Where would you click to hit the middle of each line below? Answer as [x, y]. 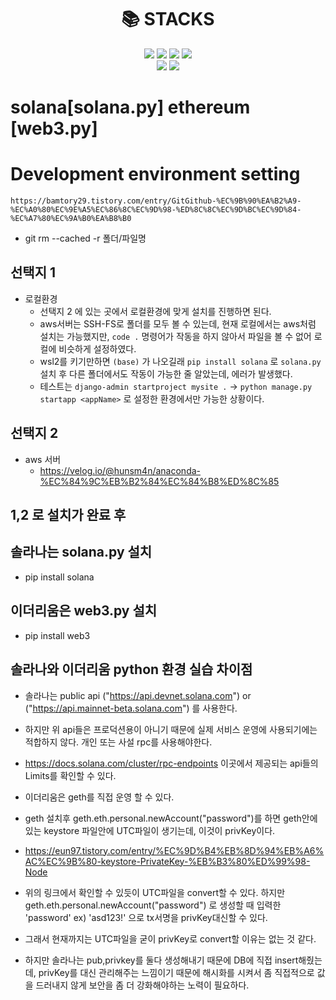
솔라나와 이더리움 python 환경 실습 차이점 [131, 669]
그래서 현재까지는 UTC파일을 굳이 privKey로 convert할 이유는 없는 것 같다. [170, 938]
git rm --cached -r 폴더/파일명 [85, 238]
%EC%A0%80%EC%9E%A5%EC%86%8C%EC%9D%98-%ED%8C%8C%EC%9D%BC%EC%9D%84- [156, 210]
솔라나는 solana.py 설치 [81, 552]
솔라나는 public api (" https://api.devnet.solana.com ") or [138, 695]
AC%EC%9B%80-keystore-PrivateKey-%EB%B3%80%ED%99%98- [167, 861]
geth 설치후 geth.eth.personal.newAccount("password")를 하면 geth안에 [171, 818]
